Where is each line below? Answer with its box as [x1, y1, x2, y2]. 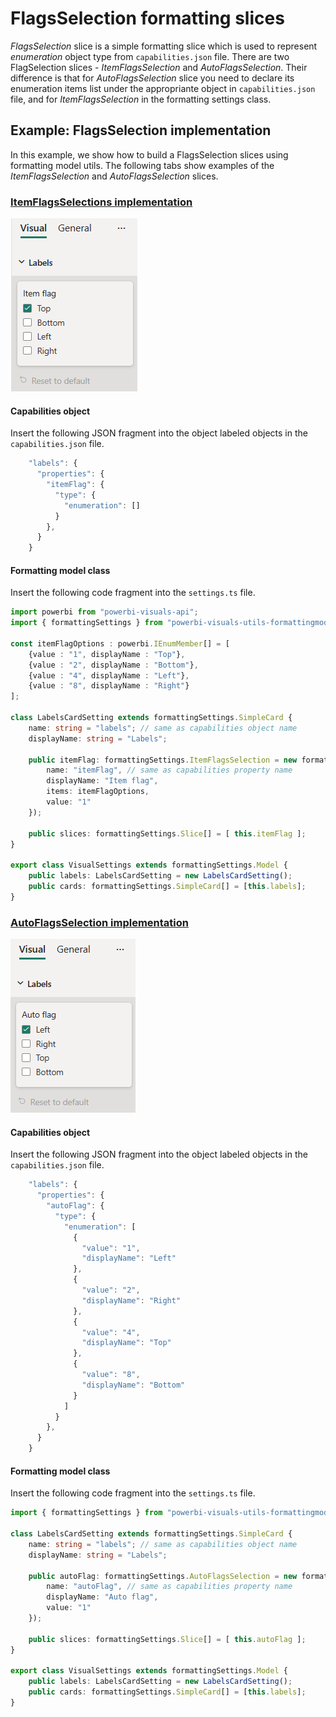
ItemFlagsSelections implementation [10, 195, 193, 209]
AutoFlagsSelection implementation [10, 915, 189, 929]
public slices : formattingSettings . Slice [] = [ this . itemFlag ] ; [28, 828, 307, 839]
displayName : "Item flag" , [46, 776, 159, 786]
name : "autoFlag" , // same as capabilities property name [46, 1582, 293, 1592]
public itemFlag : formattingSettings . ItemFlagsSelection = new [28, 755, 298, 765]
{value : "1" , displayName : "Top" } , [28, 649, 186, 659]
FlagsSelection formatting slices [10, 7, 285, 30]
